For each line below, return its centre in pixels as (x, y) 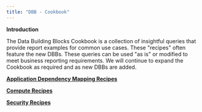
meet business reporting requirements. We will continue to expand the (95, 60)
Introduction (22, 29)
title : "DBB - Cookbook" (38, 12)
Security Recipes (28, 102)
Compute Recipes (30, 90)
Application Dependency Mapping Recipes (62, 79)
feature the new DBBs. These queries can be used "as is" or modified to (97, 54)
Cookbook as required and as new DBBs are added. (71, 67)
